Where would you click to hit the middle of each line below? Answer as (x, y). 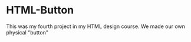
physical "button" (27, 32)
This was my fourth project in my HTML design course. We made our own (96, 26)
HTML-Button (40, 10)
